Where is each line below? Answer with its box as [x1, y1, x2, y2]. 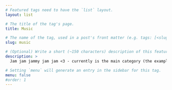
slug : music [5, 40, 31, 45]
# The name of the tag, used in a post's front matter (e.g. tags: [5, 35, 153, 41]
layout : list [5, 12, 33, 17]
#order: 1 [5, 77, 27, 82]
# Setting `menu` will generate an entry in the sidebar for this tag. [5, 68, 161, 73]
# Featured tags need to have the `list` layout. [5, 7, 114, 13]
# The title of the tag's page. [5, 21, 74, 26]
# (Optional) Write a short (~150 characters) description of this [5, 49, 153, 54]
